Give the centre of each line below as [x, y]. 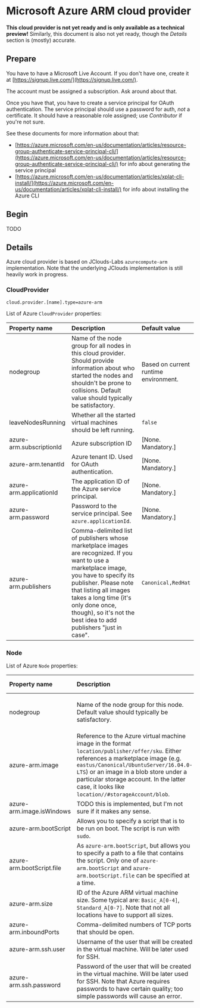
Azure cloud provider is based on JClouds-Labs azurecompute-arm [87, 262]
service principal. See [101, 513]
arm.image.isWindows [40, 811]
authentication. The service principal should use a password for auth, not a [98, 109]
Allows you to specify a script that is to [130, 821]
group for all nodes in [101, 345]
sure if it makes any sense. [114, 811]
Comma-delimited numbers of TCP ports [134, 924]
